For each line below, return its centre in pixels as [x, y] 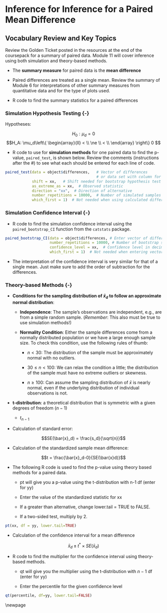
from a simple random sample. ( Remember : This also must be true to [90, 317]
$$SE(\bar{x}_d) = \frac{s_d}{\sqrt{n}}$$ [83, 438]
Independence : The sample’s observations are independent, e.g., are [91, 312]
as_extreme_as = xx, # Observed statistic [77, 186]
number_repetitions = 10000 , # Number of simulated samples [96, 196]
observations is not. [47, 393]
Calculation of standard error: [42, 428]
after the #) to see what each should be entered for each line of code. [84, 163]
